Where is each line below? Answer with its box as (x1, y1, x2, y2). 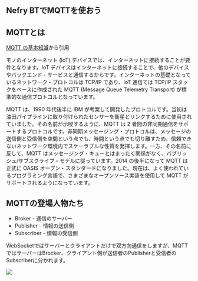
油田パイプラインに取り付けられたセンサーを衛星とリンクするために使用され (6, 113, 192, 121)
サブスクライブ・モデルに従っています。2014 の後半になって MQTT (18, 158, 181, 165)
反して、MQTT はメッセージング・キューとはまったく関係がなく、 (6, 150, 167, 157)
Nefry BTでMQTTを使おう (6, 5, 102, 16)
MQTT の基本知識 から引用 (6, 44, 70, 51)
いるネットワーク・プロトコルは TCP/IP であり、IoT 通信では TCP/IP (6, 79, 171, 86)
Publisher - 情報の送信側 (14, 222, 74, 229)
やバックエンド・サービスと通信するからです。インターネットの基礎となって (6, 71, 192, 78)
